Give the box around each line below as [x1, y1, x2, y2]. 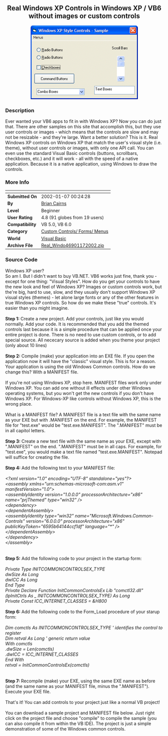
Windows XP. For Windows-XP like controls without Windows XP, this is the [5, 396, 161, 402]
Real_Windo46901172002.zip [41, 242, 104, 248]
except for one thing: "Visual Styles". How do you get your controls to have [5, 278, 160, 284]
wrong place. [5, 401, 33, 407]
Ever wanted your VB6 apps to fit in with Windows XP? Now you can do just [5, 118, 162, 124]
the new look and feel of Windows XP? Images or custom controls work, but [5, 283, 162, 290]
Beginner [41, 208, 60, 214]
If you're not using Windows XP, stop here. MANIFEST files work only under [5, 380, 162, 386]
